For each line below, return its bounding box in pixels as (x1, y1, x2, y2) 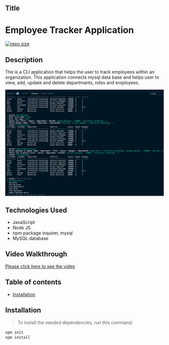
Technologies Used (5, 206, 67, 214)
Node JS (12, 224, 31, 231)
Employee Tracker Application (5, 24, 134, 36)
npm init (5, 330, 24, 335)
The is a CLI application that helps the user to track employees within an (5, 69, 155, 75)
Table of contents (5, 278, 61, 286)
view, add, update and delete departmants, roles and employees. (5, 80, 140, 86)
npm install (5, 335, 30, 340)
